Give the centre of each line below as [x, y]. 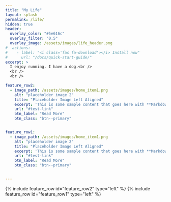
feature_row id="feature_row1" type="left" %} [53, 194]
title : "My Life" [24, 10]
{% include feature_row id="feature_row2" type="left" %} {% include [78, 188]
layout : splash [21, 15]
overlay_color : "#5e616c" [37, 34]
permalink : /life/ [25, 19]
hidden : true [19, 24]
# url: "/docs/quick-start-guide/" [49, 57]
